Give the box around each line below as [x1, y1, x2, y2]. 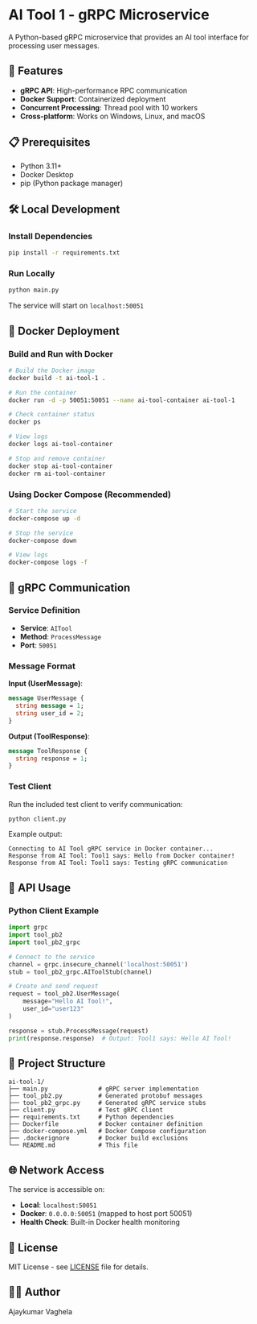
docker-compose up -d [8, 514, 81, 523]
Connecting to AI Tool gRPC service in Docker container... [8, 845, 214, 853]
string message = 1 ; [15, 702, 84, 710]
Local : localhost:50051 [19, 1200, 97, 1210]
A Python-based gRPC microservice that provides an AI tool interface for [8, 32, 249, 42]
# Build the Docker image [8, 366, 95, 374]
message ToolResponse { [8, 747, 88, 755]
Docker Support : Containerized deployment [19, 94, 166, 104]
